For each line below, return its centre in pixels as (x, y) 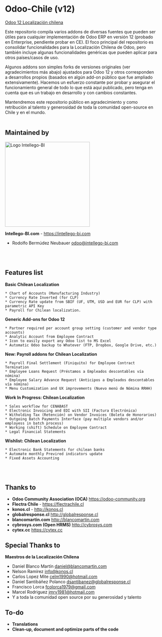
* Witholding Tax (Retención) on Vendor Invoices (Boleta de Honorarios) (81, 415)
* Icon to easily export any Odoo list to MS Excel (58, 341)
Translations (25, 624)
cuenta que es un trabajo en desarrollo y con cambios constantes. (71, 93)
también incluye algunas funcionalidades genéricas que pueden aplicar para (81, 52)
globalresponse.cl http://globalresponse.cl (55, 514)
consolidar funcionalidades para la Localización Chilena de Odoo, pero (75, 47)
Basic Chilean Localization (32, 284)
